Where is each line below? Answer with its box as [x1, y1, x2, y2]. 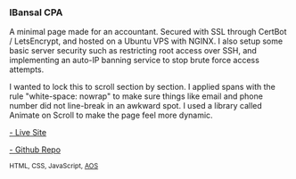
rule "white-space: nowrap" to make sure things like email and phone [9, 91, 263, 102]
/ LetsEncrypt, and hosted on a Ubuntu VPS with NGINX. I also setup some [9, 36, 284, 46]
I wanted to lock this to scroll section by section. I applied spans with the [9, 82, 276, 93]
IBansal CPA [9, 6, 63, 19]
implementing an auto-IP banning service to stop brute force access [9, 55, 260, 66]
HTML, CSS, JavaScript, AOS [9, 162, 99, 171]
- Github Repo [9, 144, 61, 155]
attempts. [9, 64, 45, 75]
